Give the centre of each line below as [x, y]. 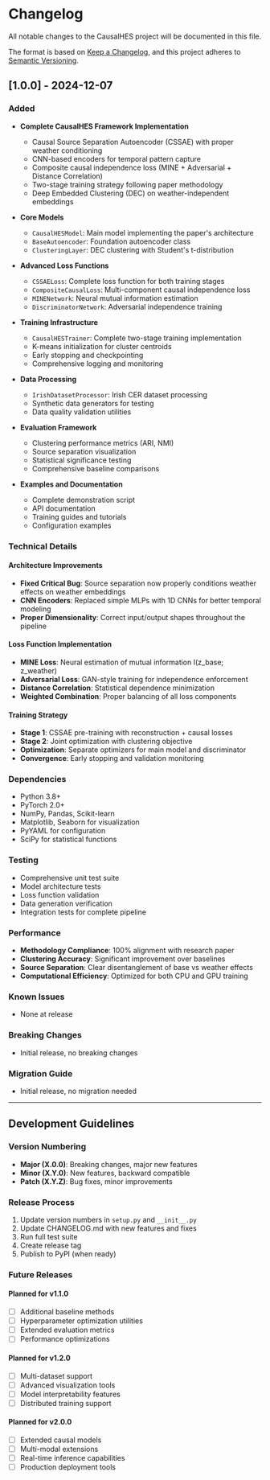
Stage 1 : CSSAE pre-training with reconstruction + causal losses [126, 733]
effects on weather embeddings [73, 591]
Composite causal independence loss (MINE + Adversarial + [132, 167]
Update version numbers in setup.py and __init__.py [108, 1219]
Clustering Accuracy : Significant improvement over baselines [123, 959]
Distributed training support [65, 1403]
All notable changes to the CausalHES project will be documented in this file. [135, 36]
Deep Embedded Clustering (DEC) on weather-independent [131, 193]
